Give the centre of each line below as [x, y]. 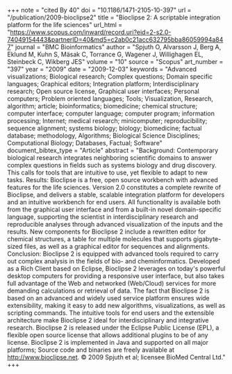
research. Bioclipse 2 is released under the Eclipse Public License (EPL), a [113, 327]
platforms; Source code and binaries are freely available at [91, 350]
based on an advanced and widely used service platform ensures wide [108, 298]
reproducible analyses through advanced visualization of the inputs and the [115, 224]
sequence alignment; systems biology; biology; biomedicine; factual [105, 128]
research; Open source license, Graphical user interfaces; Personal [103, 91]
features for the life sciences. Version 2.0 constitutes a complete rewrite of [114, 187]
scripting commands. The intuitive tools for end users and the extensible [111, 313]
